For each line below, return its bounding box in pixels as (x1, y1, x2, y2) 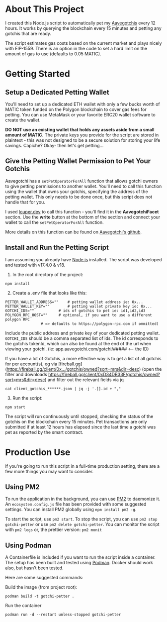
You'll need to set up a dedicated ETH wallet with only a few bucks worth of (5, 101, 160, 107)
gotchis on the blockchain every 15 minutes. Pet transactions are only (5, 418, 148, 424)
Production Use (5, 446, 71, 458)
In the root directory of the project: (12, 271, 83, 277)
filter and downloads (5, 371, 47, 377)
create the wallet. (5, 117, 41, 123)
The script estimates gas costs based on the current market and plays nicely (5, 40, 162, 46)
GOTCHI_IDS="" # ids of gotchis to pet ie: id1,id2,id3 (5, 308, 146, 313)
